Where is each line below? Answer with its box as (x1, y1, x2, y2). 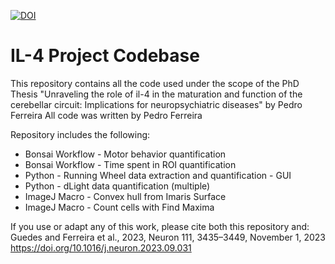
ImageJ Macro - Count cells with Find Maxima (24, 201, 215, 213)
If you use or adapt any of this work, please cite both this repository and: (10, 220, 310, 232)
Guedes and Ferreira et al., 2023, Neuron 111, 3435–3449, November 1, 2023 (10, 231, 326, 243)
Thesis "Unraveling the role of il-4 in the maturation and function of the (10, 88, 303, 100)
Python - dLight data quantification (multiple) (24, 180, 211, 192)
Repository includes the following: (10, 128, 151, 140)
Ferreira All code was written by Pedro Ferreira (10, 109, 203, 121)
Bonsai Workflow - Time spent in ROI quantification (24, 158, 237, 170)
